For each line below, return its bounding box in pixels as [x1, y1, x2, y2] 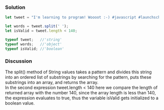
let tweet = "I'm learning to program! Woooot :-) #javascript [5, 15, 137, 20]
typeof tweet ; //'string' [5, 37, 62, 42]
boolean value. [5, 100, 35, 106]
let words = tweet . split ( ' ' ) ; [5, 24, 69, 29]
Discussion [5, 58, 33, 65]
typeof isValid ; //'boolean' [5, 46, 64, 51]
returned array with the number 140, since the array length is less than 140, [5, 89, 156, 95]
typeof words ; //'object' [5, 42, 62, 46]
